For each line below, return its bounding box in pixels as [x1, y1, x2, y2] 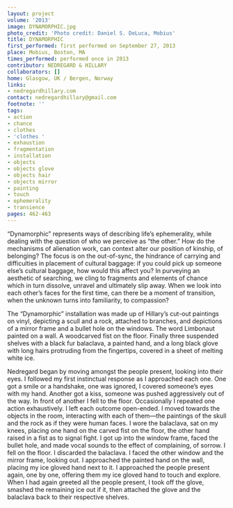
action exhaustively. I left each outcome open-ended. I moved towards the [7, 404, 220, 412]
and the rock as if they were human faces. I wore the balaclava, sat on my [7, 418, 218, 427]
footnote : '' [7, 101, 45, 108]
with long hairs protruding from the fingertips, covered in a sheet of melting [7, 346, 223, 354]
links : [7, 81, 26, 88]
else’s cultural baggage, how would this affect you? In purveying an [7, 266, 200, 275]
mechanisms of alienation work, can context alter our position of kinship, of [7, 244, 224, 252]
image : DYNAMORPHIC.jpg [7, 23, 77, 30]
